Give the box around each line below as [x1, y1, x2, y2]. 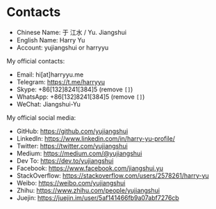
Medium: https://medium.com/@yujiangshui [16, 149, 142, 157]
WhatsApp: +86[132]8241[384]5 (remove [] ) [16, 92, 145, 101]
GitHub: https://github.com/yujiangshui [16, 127, 128, 135]
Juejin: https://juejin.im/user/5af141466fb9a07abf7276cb [16, 193, 180, 202]
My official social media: [6, 113, 76, 122]
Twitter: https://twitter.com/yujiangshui [16, 141, 128, 150]
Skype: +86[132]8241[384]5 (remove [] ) [16, 85, 133, 93]
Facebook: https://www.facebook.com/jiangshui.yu [16, 164, 164, 172]
